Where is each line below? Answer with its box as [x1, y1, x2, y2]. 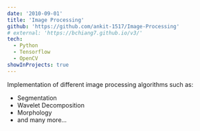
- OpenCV [13, 55, 38, 62]
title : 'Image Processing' [7, 17, 85, 23]
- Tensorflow [13, 49, 51, 56]
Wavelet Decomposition [16, 101, 85, 109]
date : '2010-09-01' [7, 10, 63, 17]
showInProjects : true [7, 61, 69, 68]
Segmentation [16, 94, 57, 102]
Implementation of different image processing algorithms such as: [7, 80, 194, 88]
